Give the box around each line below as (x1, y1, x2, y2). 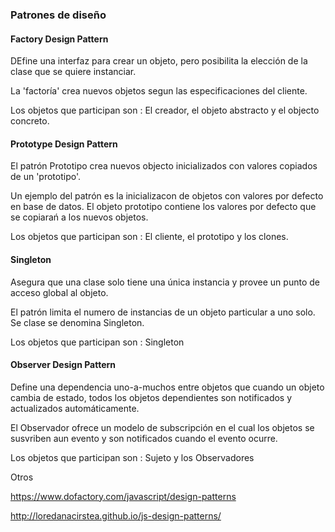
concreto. (10, 115, 50, 127)
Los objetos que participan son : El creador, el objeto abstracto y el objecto (10, 104, 320, 117)
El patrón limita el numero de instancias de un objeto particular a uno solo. (10, 306, 316, 318)
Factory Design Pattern (10, 33, 109, 45)
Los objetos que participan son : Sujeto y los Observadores (10, 451, 255, 463)
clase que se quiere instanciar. (10, 66, 137, 78)
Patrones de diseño (10, 8, 107, 22)
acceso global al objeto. (10, 286, 109, 298)
